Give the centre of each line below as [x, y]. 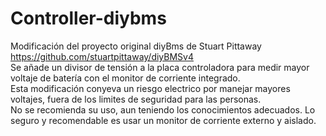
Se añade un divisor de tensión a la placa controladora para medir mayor [160, 67]
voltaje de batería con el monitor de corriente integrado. [125, 78]
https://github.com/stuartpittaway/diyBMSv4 [102, 56]
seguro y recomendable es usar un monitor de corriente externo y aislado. [163, 120]
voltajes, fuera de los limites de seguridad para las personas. [136, 99]
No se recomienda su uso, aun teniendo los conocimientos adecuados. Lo [163, 109]
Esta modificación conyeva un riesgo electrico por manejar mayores [150, 88]
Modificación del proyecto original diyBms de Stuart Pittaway [136, 46]
